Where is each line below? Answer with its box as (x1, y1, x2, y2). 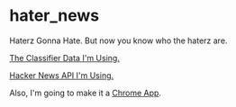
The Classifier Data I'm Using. (9, 52, 120, 63)
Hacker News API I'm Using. (9, 69, 114, 81)
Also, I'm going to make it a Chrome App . (9, 87, 162, 98)
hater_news (9, 5, 100, 26)
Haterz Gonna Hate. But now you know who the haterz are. (9, 35, 228, 46)
